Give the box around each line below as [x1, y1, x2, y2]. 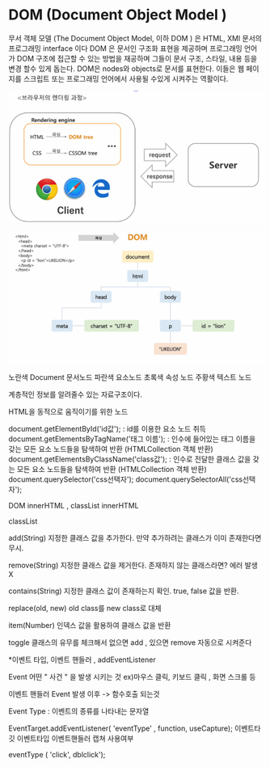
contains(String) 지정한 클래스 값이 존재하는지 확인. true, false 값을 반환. [8, 586, 239, 596]
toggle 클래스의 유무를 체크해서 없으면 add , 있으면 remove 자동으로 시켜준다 [8, 637, 252, 647]
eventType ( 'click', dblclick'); [8, 749, 106, 759]
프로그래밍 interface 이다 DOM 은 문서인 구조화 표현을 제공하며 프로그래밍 [8, 43, 243, 53]
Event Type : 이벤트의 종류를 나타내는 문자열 [8, 706, 150, 716]
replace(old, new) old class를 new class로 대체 [8, 603, 162, 613]
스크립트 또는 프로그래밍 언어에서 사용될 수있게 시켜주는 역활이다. [23, 74, 229, 83]
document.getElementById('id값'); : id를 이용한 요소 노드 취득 [8, 424, 206, 433]
